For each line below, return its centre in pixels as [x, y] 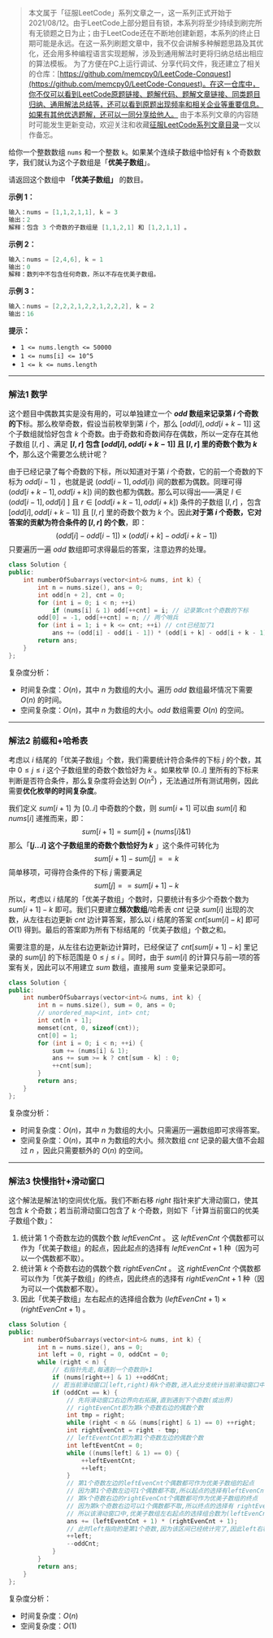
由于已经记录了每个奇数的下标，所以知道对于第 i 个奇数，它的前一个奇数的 [132, 472]
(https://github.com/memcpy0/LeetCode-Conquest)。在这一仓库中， [144, 84]
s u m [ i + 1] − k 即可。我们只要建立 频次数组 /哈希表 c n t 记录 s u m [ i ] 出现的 [128, 909]
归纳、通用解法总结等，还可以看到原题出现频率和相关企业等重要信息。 [146, 104]
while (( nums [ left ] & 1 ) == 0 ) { [123, 1453]
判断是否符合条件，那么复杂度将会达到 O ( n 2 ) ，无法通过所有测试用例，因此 [134, 780]
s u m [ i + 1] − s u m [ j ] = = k [136, 858]
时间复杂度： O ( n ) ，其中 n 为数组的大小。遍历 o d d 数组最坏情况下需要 [136, 689]
